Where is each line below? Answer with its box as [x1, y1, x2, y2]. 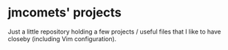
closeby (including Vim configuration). [8, 34, 117, 42]
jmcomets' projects [8, 5, 122, 21]
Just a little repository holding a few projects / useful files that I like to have [8, 27, 222, 36]
